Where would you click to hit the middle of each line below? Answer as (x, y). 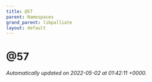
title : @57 (19, 11)
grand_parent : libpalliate (39, 22)
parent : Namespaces (30, 17)
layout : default (26, 28)
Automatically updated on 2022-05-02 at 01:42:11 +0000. (77, 73)
